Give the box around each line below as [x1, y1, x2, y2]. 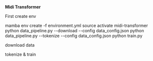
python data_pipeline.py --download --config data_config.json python [5, 28, 144, 33]
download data [5, 42, 35, 48]
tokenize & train [5, 51, 36, 57]
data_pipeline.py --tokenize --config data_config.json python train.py [5, 33, 142, 38]
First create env [5, 13, 36, 19]
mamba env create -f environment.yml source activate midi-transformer [5, 23, 148, 28]
